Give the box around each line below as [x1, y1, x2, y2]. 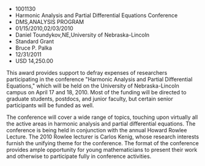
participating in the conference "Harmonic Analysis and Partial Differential [6, 76, 193, 83]
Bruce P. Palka [15, 44, 52, 51]
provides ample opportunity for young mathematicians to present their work [6, 146, 198, 153]
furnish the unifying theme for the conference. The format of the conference [6, 140, 199, 146]
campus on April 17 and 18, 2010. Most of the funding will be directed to [6, 89, 187, 96]
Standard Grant [15, 38, 54, 45]
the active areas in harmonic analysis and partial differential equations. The [6, 120, 196, 127]
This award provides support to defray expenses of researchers [6, 69, 168, 76]
